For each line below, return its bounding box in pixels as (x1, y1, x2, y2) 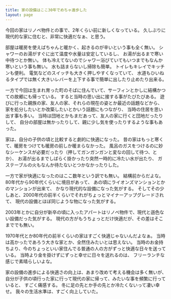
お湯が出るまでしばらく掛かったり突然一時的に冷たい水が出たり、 (17, 155, 157, 162)
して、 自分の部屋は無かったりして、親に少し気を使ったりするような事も (5, 119, 159, 125)
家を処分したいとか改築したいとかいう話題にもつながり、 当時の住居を (5, 106, 155, 112)
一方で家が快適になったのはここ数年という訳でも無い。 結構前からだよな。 (5, 172, 164, 179)
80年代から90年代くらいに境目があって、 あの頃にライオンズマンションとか (5, 179, 165, 185)
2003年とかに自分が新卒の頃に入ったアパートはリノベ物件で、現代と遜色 (5, 209, 160, 215)
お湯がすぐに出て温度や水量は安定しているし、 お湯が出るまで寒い (23, 51, 164, 57)
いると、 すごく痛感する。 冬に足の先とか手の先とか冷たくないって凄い (5, 282, 156, 288)
